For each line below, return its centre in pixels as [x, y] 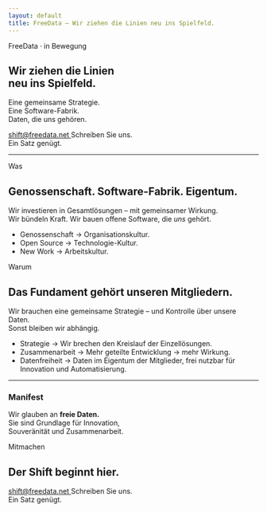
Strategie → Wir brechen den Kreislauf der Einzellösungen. [116, 343]
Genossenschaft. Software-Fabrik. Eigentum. [123, 191]
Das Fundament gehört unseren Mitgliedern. [120, 292]
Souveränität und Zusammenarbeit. [66, 431]
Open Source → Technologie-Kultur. [79, 243]
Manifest [26, 397]
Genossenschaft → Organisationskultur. [85, 234]
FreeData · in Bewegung [48, 45]
